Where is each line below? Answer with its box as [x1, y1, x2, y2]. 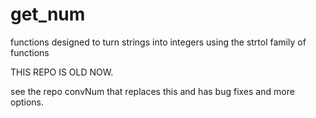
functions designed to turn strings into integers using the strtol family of [10, 36, 307, 48]
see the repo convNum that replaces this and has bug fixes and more [10, 85, 295, 97]
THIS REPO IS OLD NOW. [10, 66, 114, 78]
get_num [10, 3, 86, 26]
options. [10, 96, 45, 108]
